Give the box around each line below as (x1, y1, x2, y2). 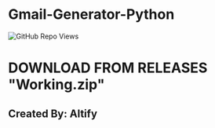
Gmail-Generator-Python (8, 5, 175, 24)
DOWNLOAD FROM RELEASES (8, 59, 208, 77)
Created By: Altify (8, 107, 98, 120)
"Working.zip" (8, 76, 105, 93)
